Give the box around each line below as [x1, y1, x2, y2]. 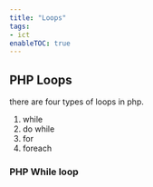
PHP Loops [9, 72, 72, 87]
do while [22, 123, 55, 134]
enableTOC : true [9, 38, 71, 48]
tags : [9, 22, 30, 31]
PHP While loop [9, 165, 79, 178]
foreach [22, 143, 53, 154]
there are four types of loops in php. [9, 96, 145, 107]
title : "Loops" [9, 13, 67, 23]
